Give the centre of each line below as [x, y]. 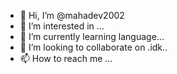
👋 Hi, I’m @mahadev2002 [72, 15]
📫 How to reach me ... [66, 58]
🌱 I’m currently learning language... [92, 36]
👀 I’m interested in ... [62, 26]
